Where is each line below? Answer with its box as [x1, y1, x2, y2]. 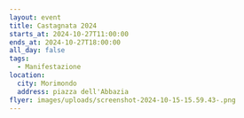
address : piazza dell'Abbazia [17, 87, 129, 96]
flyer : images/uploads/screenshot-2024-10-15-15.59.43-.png [9, 95, 237, 105]
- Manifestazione [17, 63, 82, 72]
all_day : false [9, 46, 66, 55]
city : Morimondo [17, 79, 77, 88]
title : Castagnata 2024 [9, 21, 98, 30]
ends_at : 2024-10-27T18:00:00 [9, 37, 122, 47]
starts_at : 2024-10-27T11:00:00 [9, 29, 129, 38]
